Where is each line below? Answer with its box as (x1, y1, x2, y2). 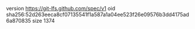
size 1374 (32, 17, 55, 24)
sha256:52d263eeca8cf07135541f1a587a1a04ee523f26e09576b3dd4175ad (6, 11, 190, 18)
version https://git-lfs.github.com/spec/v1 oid (6, 5, 116, 12)
